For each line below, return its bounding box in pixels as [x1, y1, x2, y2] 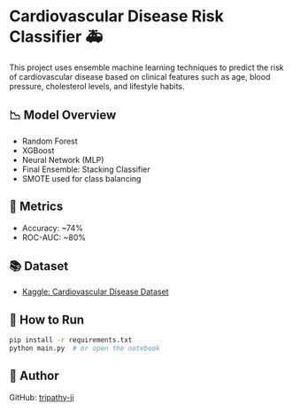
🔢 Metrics [9, 199, 64, 214]
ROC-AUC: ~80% [21, 232, 87, 243]
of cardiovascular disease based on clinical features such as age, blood [9, 71, 271, 81]
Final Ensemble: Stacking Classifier [21, 164, 150, 174]
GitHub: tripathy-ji [9, 392, 74, 402]
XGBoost [21, 144, 55, 156]
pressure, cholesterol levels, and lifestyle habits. [9, 81, 185, 91]
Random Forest [21, 136, 78, 146]
